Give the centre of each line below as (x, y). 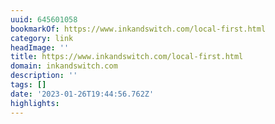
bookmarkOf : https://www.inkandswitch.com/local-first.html (138, 29)
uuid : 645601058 (44, 19)
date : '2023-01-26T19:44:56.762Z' (82, 94)
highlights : (35, 103)
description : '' (44, 76)
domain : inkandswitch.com (64, 66)
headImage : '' (40, 47)
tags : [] (28, 85)
